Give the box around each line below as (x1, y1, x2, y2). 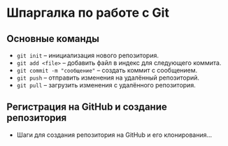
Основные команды (6, 33, 99, 45)
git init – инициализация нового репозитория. (16, 51, 159, 59)
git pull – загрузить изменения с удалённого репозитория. (16, 81, 197, 89)
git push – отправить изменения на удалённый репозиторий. (16, 73, 200, 82)
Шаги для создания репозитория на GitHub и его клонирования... (16, 131, 213, 139)
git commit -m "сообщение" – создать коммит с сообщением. (16, 66, 198, 74)
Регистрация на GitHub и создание (6, 101, 167, 113)
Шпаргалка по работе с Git (6, 5, 169, 21)
